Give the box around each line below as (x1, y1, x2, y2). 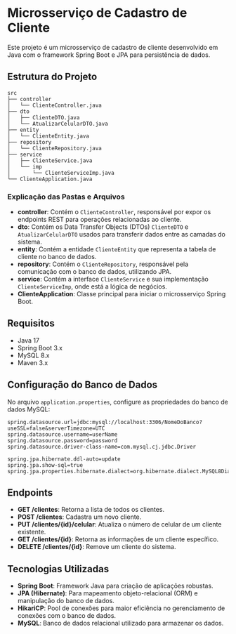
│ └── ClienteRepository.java (7, 145, 102, 152)
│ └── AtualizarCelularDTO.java (7, 120, 109, 127)
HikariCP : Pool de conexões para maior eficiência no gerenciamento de (17, 604, 225, 612)
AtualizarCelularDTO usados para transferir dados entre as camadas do (17, 230, 226, 239)
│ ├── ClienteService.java (7, 157, 93, 164)
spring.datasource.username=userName (7, 430, 118, 438)
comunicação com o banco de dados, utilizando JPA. (17, 268, 172, 276)
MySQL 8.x (17, 351, 50, 359)
